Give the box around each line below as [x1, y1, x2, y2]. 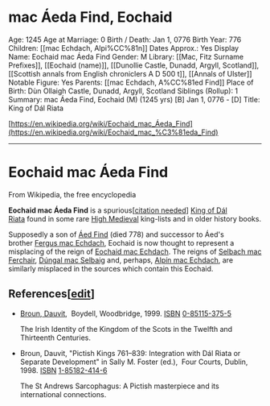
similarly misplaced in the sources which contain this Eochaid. [8, 263, 214, 273]
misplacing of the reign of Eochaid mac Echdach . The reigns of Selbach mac [8, 246, 262, 256]
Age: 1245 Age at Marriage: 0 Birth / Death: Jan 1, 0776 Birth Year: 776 [8, 35, 242, 44]
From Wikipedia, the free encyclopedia [8, 189, 137, 199]
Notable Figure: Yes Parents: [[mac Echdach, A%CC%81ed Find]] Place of [8, 77, 254, 87]
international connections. [19, 389, 107, 399]
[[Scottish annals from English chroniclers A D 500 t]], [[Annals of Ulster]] [8, 68, 252, 78]
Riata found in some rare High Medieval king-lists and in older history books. [8, 213, 262, 223]
